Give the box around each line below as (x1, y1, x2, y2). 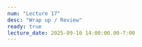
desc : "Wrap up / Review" (7, 17, 82, 23)
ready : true (7, 23, 42, 30)
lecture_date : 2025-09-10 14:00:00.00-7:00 (7, 29, 136, 37)
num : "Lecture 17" (7, 10, 61, 17)
